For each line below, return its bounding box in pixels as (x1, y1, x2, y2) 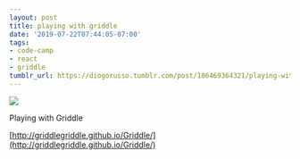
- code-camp (9, 46, 54, 55)
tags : (9, 38, 29, 47)
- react (9, 54, 38, 63)
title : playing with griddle (9, 21, 118, 30)
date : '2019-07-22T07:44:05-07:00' (9, 29, 142, 38)
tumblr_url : (9, 71, 54, 80)
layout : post (9, 13, 58, 22)
